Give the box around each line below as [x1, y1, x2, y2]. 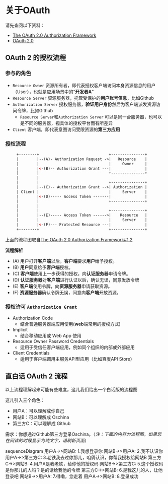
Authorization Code [12, 315, 53, 321]
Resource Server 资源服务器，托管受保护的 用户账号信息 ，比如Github [12, 95, 154, 101]
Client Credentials [12, 350, 50, 356]
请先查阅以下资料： [5, 22, 45, 28]
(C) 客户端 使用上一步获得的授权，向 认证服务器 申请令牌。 [12, 270, 131, 276]
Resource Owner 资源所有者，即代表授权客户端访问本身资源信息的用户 [12, 82, 156, 88]
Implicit [12, 327, 28, 333]
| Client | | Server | [16, 189, 147, 194]
